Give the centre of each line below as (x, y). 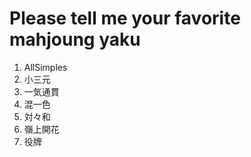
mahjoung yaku (75, 39)
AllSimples (45, 67)
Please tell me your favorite (125, 18)
